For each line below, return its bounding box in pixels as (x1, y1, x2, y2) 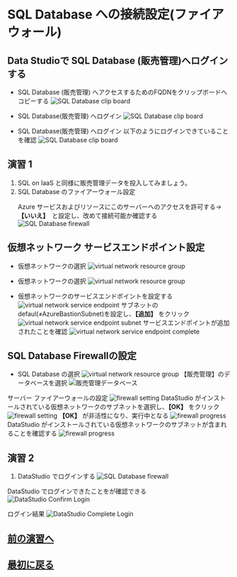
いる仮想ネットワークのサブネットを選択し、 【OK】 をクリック (37, 403, 220, 411)
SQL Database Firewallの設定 (7, 350, 137, 362)
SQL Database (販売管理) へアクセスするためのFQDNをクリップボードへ (17, 88, 228, 96)
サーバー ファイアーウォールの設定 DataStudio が (7, 394, 202, 402)
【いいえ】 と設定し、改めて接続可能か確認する (17, 211, 158, 219)
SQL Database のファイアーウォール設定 (17, 187, 136, 195)
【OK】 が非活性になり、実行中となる (59, 411, 169, 420)
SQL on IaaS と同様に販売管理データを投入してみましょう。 (17, 178, 192, 187)
